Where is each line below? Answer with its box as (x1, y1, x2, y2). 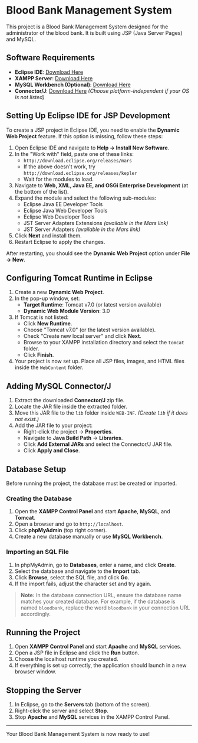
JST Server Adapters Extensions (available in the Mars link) (23, 219, 169, 226)
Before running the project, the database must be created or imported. (6, 480, 177, 487)
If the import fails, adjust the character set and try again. (14, 580, 151, 587)
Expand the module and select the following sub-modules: (14, 194, 157, 201)
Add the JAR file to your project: (14, 422, 93, 429)
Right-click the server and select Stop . (14, 707, 109, 715)
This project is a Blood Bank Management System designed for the (6, 23, 169, 30)
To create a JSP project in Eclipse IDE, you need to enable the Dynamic (6, 126, 180, 133)
